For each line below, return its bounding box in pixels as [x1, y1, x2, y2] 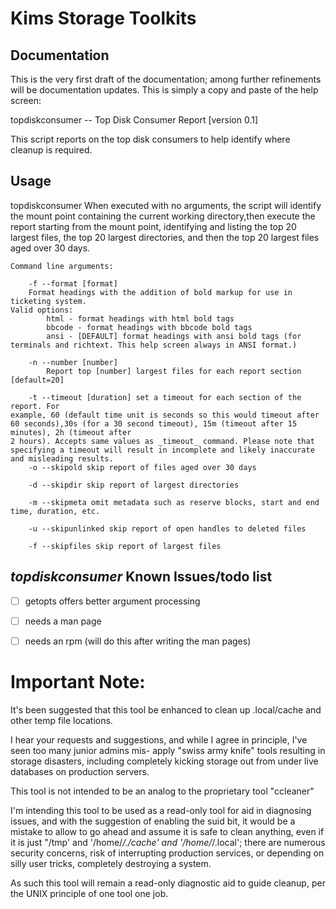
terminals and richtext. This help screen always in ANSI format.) [10, 340, 298, 350]
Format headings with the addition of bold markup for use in [28, 287, 293, 297]
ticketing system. [10, 296, 87, 306]
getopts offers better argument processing [24, 595, 201, 607]
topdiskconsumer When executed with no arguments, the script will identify [10, 199, 322, 211]
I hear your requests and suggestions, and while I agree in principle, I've [10, 733, 308, 746]
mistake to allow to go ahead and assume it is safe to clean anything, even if [10, 825, 325, 837]
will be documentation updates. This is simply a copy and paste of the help [10, 84, 319, 96]
